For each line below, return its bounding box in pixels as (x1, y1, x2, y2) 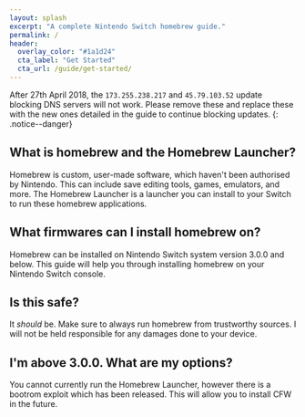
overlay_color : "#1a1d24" (17, 47, 117, 57)
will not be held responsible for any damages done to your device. (9, 328, 258, 339)
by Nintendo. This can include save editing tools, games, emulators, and (9, 179, 280, 190)
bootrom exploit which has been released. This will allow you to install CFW (9, 389, 292, 400)
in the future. (9, 399, 58, 410)
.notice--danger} (9, 118, 73, 129)
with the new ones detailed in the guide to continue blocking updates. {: (9, 109, 280, 120)
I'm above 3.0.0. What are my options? (9, 355, 233, 370)
